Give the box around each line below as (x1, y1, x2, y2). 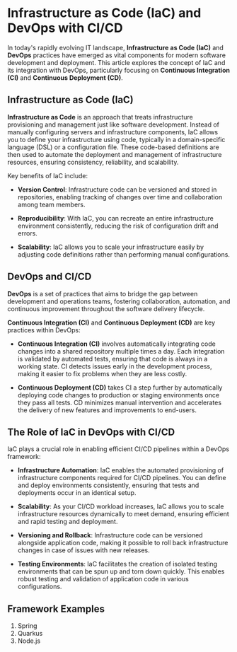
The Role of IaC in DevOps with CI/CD (7, 426, 175, 438)
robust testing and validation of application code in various (17, 575, 189, 583)
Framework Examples (7, 602, 105, 615)
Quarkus (17, 629, 43, 638)
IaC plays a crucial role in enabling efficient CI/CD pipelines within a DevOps (7, 445, 230, 453)
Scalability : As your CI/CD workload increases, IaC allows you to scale (17, 502, 224, 511)
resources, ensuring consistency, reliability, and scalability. (7, 158, 179, 166)
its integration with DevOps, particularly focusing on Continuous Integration (7, 66, 230, 74)
